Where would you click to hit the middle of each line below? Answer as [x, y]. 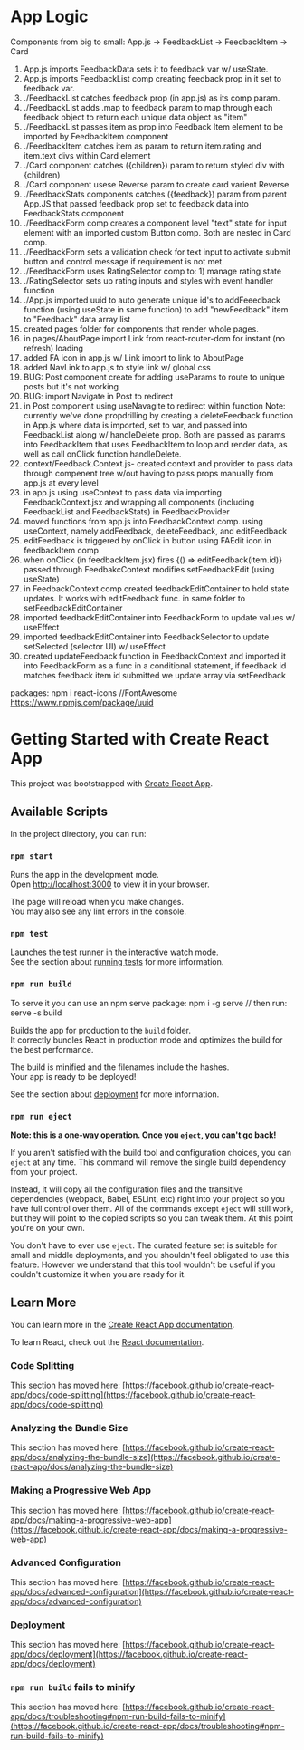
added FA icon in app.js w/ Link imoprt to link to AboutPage [133, 357]
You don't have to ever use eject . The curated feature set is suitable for [144, 1245]
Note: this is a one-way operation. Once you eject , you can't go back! [143, 1135]
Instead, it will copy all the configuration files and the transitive [127, 1189]
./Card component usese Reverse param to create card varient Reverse [156, 184]
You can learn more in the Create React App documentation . [123, 1324]
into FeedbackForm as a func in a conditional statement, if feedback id [155, 665]
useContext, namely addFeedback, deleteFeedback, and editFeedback [155, 531]
